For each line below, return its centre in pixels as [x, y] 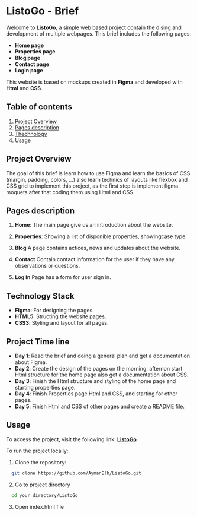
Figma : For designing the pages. [54, 311]
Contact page [32, 64]
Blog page [27, 58]
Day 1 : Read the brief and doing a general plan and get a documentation [102, 356]
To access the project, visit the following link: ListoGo [72, 439]
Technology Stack [40, 296]
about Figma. [31, 362]
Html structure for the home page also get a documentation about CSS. [101, 375]
